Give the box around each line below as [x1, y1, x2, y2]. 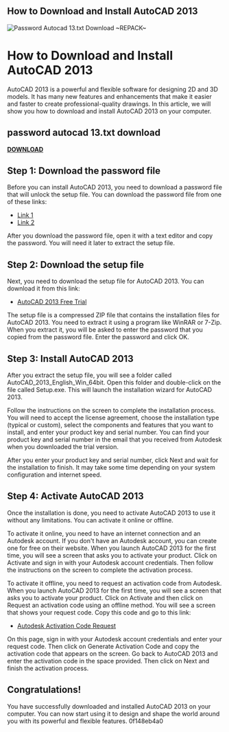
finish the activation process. [7, 664, 89, 672]
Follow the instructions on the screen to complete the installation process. [7, 407, 216, 414]
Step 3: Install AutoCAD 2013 [7, 353, 134, 365]
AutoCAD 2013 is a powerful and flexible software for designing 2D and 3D [7, 85, 218, 93]
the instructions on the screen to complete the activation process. [7, 566, 193, 574]
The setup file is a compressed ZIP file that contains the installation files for [7, 311, 220, 319]
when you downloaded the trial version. [7, 443, 119, 450]
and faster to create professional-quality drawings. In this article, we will [7, 100, 211, 108]
